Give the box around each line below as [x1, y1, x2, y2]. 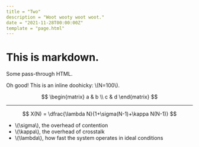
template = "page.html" [6, 25, 65, 31]
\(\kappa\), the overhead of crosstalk [14, 128, 105, 135]
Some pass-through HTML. [6, 71, 73, 78]
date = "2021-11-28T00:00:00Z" [6, 20, 84, 25]
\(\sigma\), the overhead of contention [14, 122, 108, 129]
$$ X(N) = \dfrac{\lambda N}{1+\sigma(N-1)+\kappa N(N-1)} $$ [22, 110, 177, 117]
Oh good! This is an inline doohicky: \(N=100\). [6, 82, 120, 89]
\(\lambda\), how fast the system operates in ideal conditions [14, 135, 163, 142]
